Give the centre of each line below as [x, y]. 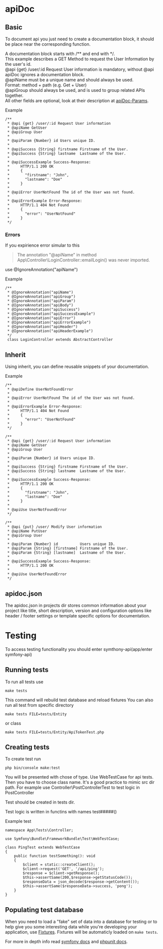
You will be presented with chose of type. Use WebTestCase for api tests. [79, 777]
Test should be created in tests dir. [40, 802]
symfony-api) [19, 654]
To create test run [23, 759]
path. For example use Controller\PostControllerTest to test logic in [72, 787]
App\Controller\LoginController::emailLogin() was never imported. [83, 260]
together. [14, 95]
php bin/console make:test [33, 768]
